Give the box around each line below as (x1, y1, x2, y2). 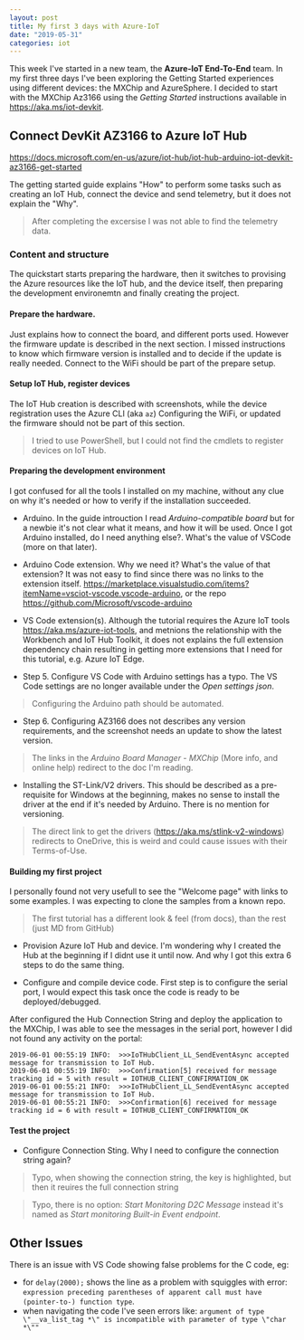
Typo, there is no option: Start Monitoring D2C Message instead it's (31, 1200, 284, 1211)
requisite (22, 789, 56, 800)
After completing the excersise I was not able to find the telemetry (31, 216, 279, 227)
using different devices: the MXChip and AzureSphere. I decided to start (9, 82, 279, 93)
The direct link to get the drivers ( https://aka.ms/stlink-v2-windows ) (31, 825, 285, 837)
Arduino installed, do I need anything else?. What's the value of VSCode (22, 531, 291, 543)
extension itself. (22, 578, 82, 589)
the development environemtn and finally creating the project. (9, 288, 240, 299)
